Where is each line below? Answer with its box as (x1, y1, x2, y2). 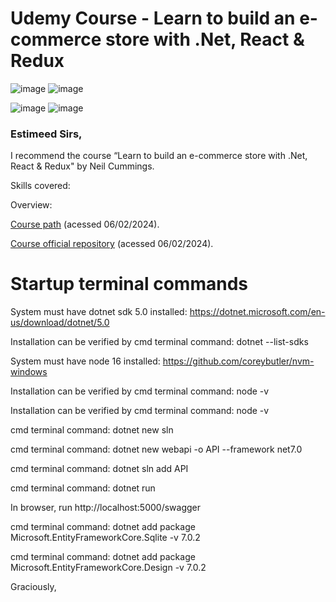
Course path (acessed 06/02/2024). (10, 218, 160, 231)
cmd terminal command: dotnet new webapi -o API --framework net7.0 (10, 443, 303, 456)
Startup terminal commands (10, 273, 248, 296)
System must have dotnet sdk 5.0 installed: (10, 306, 188, 318)
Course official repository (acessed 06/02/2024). (10, 238, 214, 250)
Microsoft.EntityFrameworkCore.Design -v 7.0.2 (10, 562, 207, 574)
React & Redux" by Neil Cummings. (10, 160, 155, 172)
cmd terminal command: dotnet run (10, 482, 156, 494)
